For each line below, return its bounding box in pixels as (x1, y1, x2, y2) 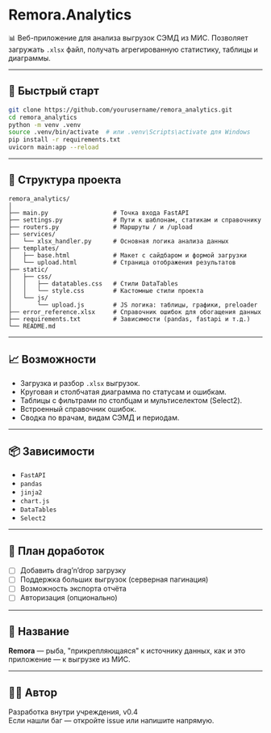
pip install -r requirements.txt (8, 136, 121, 144)
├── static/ (8, 265, 48, 273)
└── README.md (8, 322, 56, 330)
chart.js (19, 498, 50, 506)
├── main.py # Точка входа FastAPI (8, 209, 190, 217)
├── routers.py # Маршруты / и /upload (8, 222, 194, 231)
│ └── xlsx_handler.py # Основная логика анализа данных (8, 237, 229, 245)
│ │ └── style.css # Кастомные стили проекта (8, 286, 204, 294)
